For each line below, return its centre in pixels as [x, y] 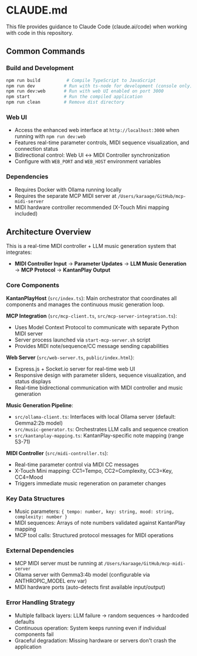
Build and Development [40, 68]
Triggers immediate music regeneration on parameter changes [90, 483]
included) [26, 213]
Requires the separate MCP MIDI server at [65, 196]
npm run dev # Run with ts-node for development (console [91, 86]
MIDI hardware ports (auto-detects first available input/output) [90, 587]
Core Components [33, 285]
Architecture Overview [49, 232]
